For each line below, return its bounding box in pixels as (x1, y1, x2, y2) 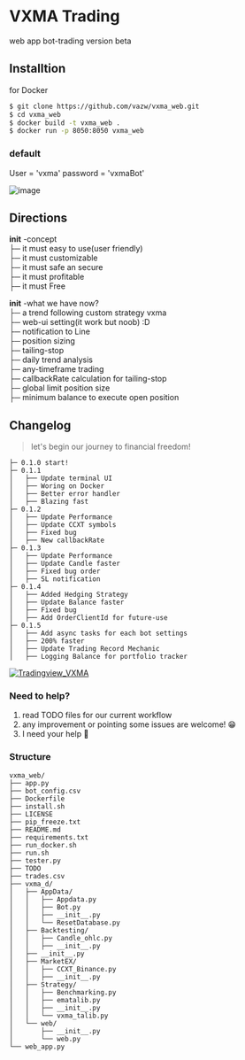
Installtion (9, 61, 66, 76)
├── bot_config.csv (9, 786, 81, 795)
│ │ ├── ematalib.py (9, 995, 101, 1004)
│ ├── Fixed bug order (9, 567, 101, 576)
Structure (9, 751, 51, 763)
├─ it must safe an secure (9, 262, 103, 273)
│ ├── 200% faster (9, 637, 86, 646)
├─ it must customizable (9, 252, 99, 263)
